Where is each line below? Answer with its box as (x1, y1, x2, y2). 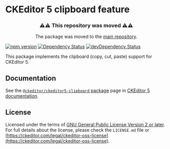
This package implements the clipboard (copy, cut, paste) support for (5, 53, 153, 60)
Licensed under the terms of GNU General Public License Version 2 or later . (5, 122, 165, 128)
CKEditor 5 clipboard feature (5, 4, 130, 15)
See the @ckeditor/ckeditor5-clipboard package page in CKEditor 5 (5, 87, 150, 94)
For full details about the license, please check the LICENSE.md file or (5, 127, 150, 133)
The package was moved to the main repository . (35, 33, 138, 40)
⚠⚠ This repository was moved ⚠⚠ (39, 22, 134, 29)
